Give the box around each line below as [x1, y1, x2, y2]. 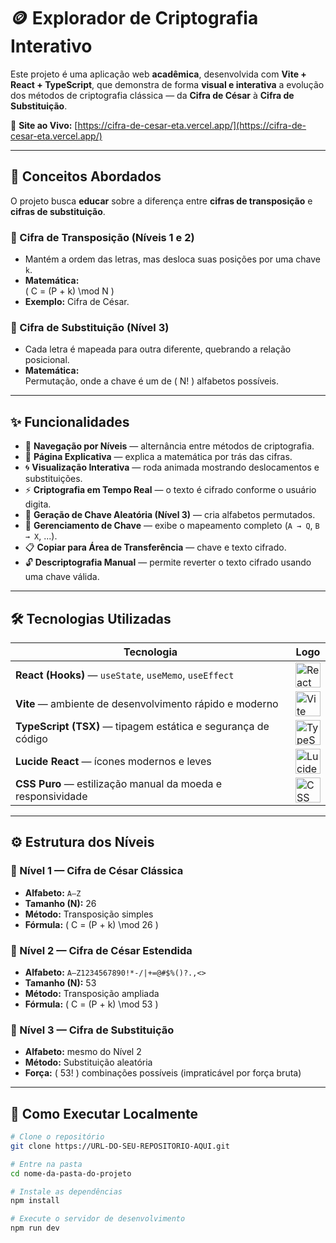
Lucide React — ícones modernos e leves [15, 754, 212, 768]
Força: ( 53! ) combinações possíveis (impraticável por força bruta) [24, 1067, 302, 1079]
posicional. [24, 354, 70, 366]
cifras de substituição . [10, 205, 106, 217]
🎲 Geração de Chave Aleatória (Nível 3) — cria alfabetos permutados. [24, 509, 316, 521]
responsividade [15, 789, 88, 803]
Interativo [10, 35, 93, 58]
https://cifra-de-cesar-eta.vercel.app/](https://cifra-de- [77, 119, 307, 131]
